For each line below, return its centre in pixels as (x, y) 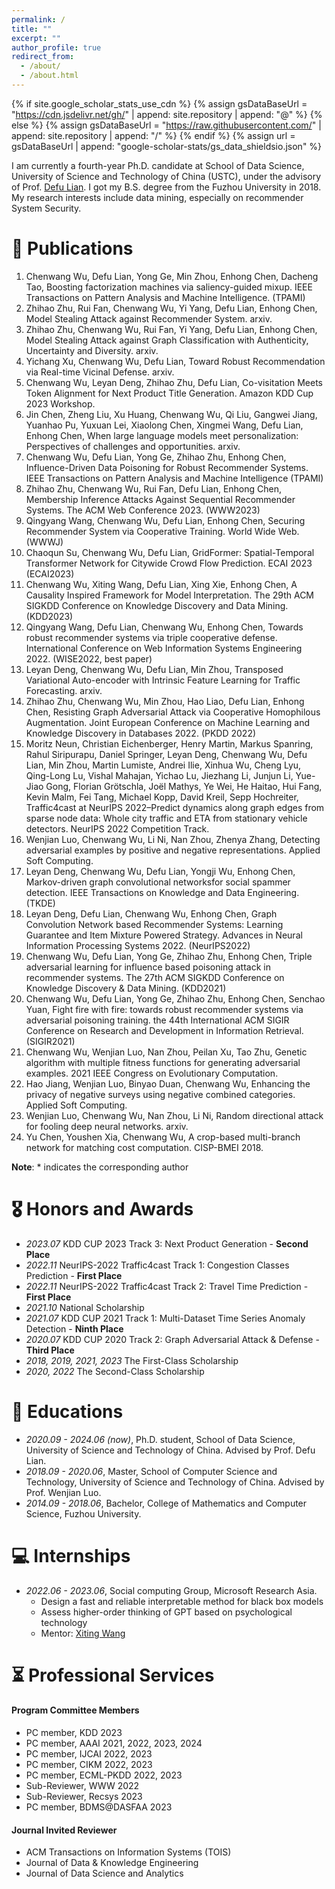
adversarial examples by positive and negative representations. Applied (173, 850)
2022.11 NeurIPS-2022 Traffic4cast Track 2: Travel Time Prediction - (167, 1286)
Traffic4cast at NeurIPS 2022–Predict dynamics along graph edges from (175, 807)
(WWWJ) (44, 542)
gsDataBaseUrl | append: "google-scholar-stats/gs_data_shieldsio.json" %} (167, 146)
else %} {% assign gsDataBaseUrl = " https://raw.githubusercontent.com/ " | (166, 125)
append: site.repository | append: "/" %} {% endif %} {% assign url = (153, 135)
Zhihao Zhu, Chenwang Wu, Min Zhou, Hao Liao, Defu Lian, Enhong (165, 701)
